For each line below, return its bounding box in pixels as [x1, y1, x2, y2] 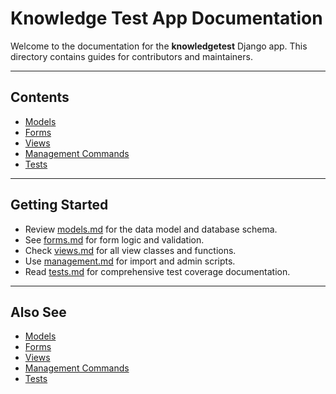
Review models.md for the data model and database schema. [24, 223, 278, 235]
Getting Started [10, 197, 109, 214]
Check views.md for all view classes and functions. [24, 244, 237, 256]
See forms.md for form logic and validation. [24, 233, 205, 246]
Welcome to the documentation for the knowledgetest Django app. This [10, 40, 308, 52]
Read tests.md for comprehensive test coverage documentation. [24, 265, 291, 277]
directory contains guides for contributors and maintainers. [10, 50, 253, 62]
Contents [10, 89, 70, 106]
